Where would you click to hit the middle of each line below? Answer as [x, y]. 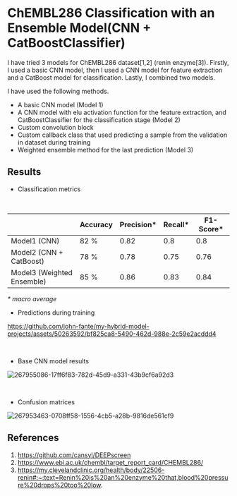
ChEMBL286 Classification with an [111, 13]
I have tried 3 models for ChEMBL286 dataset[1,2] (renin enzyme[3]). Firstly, [118, 62]
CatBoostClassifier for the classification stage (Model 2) [99, 120]
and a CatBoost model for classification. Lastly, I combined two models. [111, 77]
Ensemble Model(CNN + [79, 28]
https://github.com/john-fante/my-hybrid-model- [78, 326]
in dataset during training [54, 142]
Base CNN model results [53, 361]
